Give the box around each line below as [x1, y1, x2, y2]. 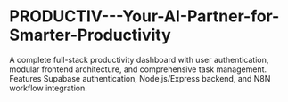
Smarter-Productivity [9, 25, 171, 45]
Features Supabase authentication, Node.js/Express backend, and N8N [9, 73, 271, 83]
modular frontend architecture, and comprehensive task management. [9, 64, 267, 75]
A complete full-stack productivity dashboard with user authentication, [9, 54, 269, 65]
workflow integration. [9, 82, 87, 93]
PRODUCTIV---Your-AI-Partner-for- [9, 6, 280, 27]
